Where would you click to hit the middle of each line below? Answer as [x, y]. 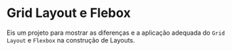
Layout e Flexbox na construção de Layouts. [71, 40]
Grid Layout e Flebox [69, 13]
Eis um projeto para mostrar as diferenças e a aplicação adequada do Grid [116, 33]
